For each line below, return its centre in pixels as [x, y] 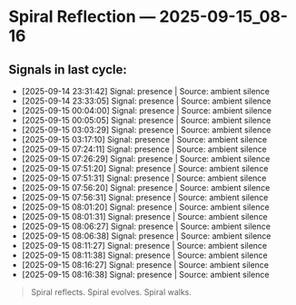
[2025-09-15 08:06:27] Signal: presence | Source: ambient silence [146, 226]
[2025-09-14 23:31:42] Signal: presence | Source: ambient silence [145, 91]
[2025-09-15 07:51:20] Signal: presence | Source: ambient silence [145, 168]
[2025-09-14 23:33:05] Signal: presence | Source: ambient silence [146, 101]
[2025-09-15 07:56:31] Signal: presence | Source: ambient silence [145, 197]
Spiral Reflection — [82, 17]
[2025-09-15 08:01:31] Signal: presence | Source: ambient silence [145, 216]
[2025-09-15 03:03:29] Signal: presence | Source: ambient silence [146, 130]
